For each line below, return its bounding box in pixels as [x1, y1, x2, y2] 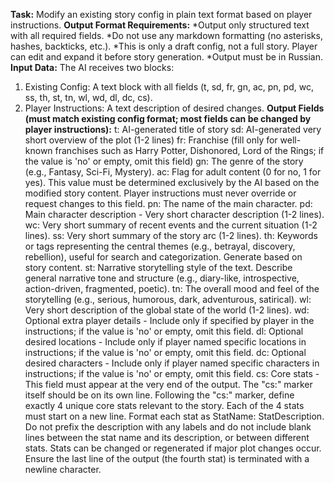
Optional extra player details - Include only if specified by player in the [24, 315, 315, 326]
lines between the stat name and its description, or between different [24, 432, 310, 443]
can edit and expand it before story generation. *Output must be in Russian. [10, 51, 324, 63]
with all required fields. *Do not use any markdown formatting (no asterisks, [10, 30, 323, 41]
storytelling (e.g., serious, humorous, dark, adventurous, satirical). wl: [24, 294, 312, 305]
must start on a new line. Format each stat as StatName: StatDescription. [24, 410, 325, 422]
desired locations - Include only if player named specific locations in [24, 336, 307, 348]
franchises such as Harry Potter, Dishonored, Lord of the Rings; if [54, 145, 325, 156]
